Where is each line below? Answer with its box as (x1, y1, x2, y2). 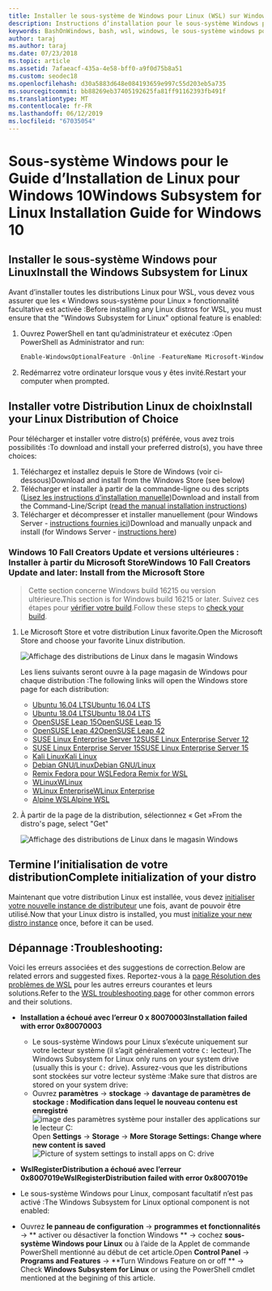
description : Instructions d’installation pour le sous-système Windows (8, 19, 259, 28)
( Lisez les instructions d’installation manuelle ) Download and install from (19, 492, 260, 502)
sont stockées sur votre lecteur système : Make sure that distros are (32, 1072, 257, 1081)
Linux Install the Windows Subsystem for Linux (8, 265, 249, 279)
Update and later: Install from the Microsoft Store (8, 567, 205, 579)
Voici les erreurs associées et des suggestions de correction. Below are (8, 962, 245, 972)
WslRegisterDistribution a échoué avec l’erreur (19, 1165, 182, 1174)
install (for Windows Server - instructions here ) (19, 527, 177, 537)
